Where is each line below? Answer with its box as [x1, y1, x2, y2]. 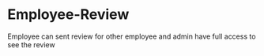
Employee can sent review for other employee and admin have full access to [7, 32, 256, 41]
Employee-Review [7, 6, 130, 24]
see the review [7, 39, 56, 49]
